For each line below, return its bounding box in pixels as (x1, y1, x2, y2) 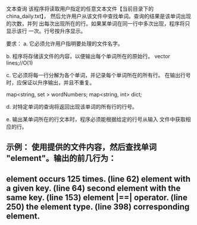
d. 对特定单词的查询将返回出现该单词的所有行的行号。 (6, 103, 138, 110)
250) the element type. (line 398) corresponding (6, 201, 190, 212)
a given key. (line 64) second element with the (6, 183, 181, 193)
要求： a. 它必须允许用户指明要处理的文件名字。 (6, 40, 123, 47)
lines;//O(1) (6, 59, 33, 66)
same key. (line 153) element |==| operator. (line (6, 192, 187, 202)
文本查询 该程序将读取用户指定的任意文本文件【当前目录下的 (6, 5, 154, 12)
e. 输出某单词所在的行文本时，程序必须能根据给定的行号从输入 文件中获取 (6, 116, 186, 123)
